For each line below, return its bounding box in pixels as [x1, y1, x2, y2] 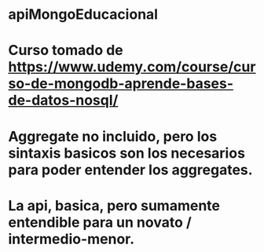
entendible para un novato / [8, 214, 192, 231]
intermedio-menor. [8, 230, 135, 248]
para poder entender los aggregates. [8, 161, 253, 178]
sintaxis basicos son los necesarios [8, 144, 246, 162]
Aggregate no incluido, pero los [8, 127, 218, 145]
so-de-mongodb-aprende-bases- [8, 75, 234, 93]
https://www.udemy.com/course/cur [8, 58, 256, 76]
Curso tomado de [8, 42, 123, 60]
